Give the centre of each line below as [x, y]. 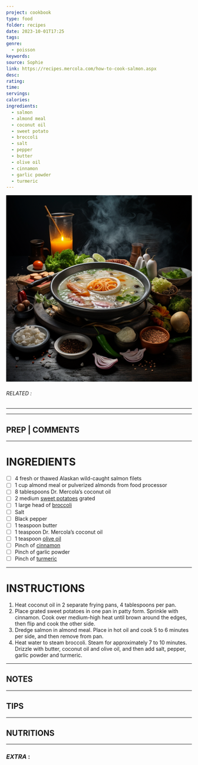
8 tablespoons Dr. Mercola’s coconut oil [62, 492]
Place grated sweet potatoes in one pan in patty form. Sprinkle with [96, 611]
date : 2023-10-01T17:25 [35, 31]
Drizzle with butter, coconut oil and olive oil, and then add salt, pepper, [100, 648]
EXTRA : [18, 757]
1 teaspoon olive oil [38, 538]
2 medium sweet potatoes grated [55, 498]
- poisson [23, 50]
